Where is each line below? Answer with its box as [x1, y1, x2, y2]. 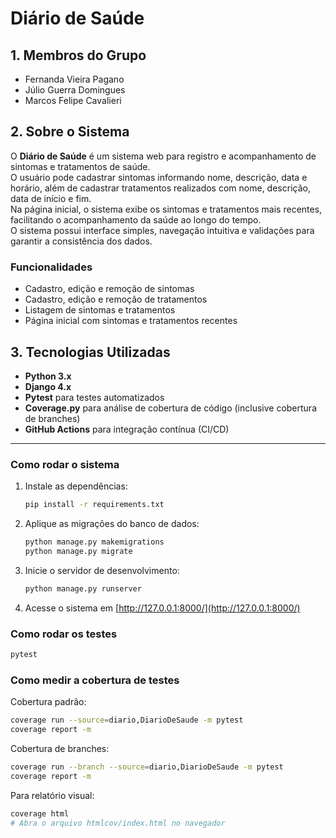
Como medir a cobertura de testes [10, 673, 180, 687]
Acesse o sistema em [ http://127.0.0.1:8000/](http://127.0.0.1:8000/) [24, 602, 301, 614]
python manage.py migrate [24, 546, 133, 556]
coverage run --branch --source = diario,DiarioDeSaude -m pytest [10, 762, 284, 772]
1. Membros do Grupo [10, 47, 147, 64]
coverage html [10, 808, 70, 819]
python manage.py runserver [24, 583, 142, 594]
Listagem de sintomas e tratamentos [24, 304, 176, 316]
